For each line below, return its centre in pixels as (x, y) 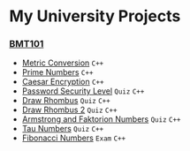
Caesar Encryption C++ (63, 82)
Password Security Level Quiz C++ (83, 91)
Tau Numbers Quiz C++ (63, 129)
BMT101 (27, 44)
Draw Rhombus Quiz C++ (66, 101)
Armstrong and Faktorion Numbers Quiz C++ (101, 119)
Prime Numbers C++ (57, 72)
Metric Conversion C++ (63, 63)
